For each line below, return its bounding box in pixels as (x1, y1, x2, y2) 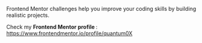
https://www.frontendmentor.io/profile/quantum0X (6, 30, 133, 37)
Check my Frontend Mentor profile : (6, 24, 98, 30)
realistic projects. (6, 12, 50, 19)
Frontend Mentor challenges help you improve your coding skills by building (6, 5, 197, 12)
